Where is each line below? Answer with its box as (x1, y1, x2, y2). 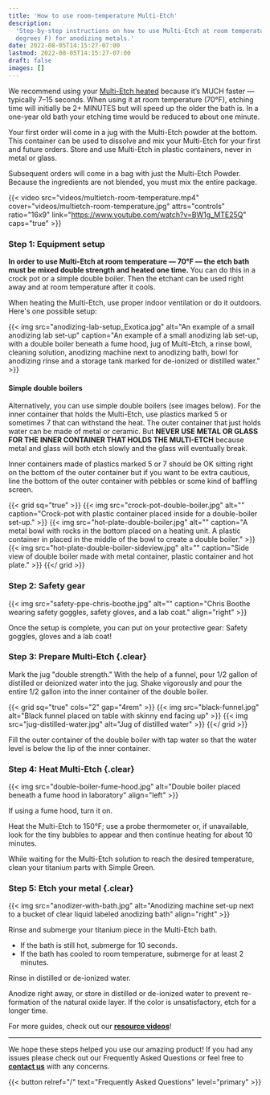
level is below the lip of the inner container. (8, 743, 151, 753)
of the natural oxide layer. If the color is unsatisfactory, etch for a (42, 998, 256, 1007)
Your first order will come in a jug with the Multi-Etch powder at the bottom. (8, 127, 258, 137)
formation (8, 998, 41, 1007)
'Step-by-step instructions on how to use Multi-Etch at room (15, 27, 228, 35)
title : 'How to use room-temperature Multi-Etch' (8, 11, 178, 20)
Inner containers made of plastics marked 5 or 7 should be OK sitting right (8, 459, 253, 469)
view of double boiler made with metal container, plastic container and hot (8, 552, 254, 561)
